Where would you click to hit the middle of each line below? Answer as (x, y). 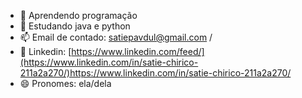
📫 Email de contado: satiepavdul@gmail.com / (116, 37)
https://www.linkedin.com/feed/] (138, 51)
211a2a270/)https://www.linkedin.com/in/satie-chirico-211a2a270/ (155, 73)
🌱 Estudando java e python (75, 26)
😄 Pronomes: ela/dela (65, 83)
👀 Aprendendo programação (78, 15)
